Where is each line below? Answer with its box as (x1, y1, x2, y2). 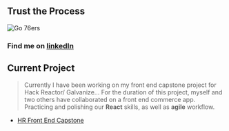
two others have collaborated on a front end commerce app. (23, 95, 196, 103)
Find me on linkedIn (7, 41, 74, 50)
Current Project (7, 62, 75, 74)
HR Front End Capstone (17, 116, 84, 124)
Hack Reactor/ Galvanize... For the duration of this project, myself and (23, 88, 223, 96)
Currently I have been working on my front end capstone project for (23, 81, 217, 89)
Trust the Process (7, 6, 86, 17)
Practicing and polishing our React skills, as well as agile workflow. (23, 103, 215, 111)
